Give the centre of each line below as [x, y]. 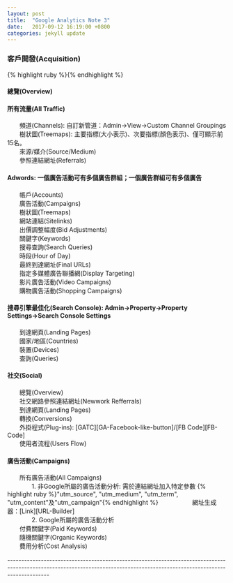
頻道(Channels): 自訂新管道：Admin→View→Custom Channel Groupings [123, 126]
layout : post [26, 14]
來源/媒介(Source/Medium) [58, 152]
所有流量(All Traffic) [36, 108]
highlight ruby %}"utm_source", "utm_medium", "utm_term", [93, 494]
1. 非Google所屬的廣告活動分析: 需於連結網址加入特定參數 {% [119, 487]
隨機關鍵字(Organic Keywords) [63, 538]
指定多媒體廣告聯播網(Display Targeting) [77, 273]
